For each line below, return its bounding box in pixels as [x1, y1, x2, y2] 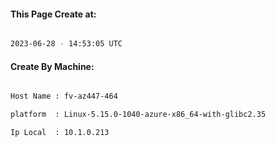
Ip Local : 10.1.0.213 [10, 128, 110, 138]
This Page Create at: [10, 8, 97, 20]
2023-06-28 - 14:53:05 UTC [10, 39, 123, 49]
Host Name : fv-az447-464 [10, 91, 118, 102]
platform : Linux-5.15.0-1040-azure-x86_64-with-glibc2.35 [10, 110, 267, 120]
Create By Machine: [10, 60, 95, 72]
